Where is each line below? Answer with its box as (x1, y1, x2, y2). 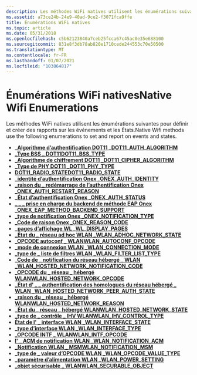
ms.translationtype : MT (6, 47, 64, 53)
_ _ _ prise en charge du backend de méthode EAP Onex (14, 200, 152, 207)
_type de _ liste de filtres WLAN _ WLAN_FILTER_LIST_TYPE (14, 250, 161, 257)
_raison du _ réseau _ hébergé (14, 294, 89, 301)
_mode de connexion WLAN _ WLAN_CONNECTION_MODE (14, 244, 159, 251)
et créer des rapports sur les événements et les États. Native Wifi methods (6, 127, 185, 134)
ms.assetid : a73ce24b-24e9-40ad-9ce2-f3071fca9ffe (6, 14, 133, 20)
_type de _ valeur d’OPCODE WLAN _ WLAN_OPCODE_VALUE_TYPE (14, 350, 181, 357)
